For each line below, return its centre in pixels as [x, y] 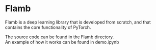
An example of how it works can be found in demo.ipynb [62, 42]
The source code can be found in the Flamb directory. [60, 37]
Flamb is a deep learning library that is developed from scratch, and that [78, 22]
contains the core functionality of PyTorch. [48, 27]
